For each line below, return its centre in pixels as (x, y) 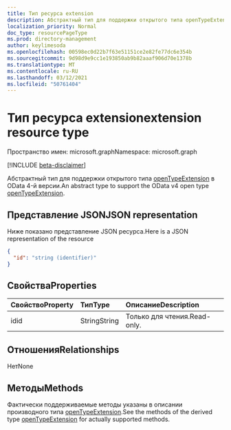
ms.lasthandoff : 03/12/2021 (47, 78)
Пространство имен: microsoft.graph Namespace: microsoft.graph (102, 152)
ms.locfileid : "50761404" (44, 84)
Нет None (20, 367)
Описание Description (162, 305)
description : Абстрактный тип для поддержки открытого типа (95, 20)
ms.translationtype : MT (41, 65)
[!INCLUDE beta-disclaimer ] (46, 165)
